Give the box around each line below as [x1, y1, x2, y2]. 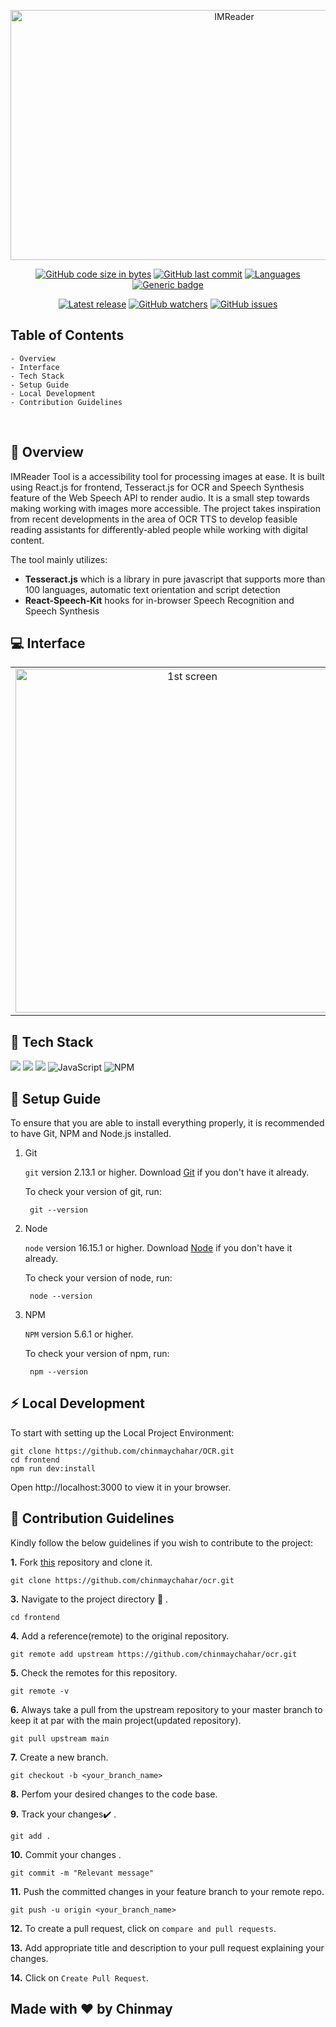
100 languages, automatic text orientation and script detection [24, 583, 281, 595]
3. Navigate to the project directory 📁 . [10, 1593, 169, 1605]
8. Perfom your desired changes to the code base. [10, 1788, 218, 1800]
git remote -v [10, 1686, 70, 1696]
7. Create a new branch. [10, 1751, 109, 1763]
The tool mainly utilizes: [10, 553, 108, 565]
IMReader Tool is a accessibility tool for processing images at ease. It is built [10, 470, 325, 482]
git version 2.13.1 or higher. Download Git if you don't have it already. [24, 1166, 310, 1179]
